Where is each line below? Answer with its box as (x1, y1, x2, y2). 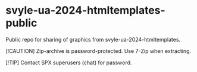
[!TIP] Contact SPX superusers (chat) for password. (5, 59, 132, 66)
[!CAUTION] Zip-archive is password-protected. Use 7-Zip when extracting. (5, 47, 192, 54)
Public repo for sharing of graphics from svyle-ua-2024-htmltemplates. (5, 36, 181, 43)
